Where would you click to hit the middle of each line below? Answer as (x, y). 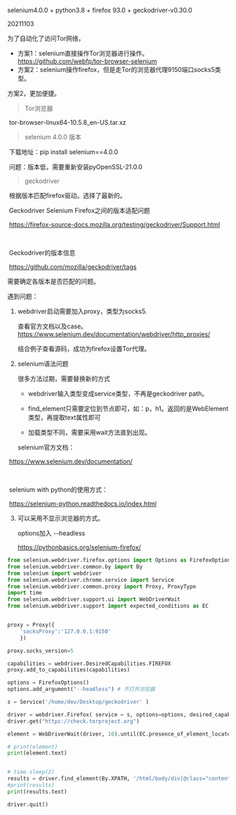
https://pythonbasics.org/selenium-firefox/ (79, 547)
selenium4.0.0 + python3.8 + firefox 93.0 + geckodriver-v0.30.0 (100, 10)
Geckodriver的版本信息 (42, 253)
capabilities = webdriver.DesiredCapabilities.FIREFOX (89, 664)
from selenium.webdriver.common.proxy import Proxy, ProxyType (102, 586)
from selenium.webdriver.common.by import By (75, 566)
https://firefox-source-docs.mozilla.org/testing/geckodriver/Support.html (114, 224)
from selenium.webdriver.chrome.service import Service (91, 580)
